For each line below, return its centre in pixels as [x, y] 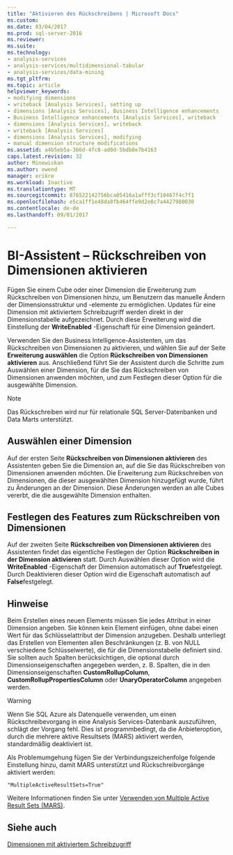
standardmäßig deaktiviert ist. [50, 744]
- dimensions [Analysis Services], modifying [74, 137]
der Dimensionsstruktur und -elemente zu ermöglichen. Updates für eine [112, 304]
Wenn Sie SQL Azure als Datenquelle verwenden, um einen [92, 714]
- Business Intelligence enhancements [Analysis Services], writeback [112, 117]
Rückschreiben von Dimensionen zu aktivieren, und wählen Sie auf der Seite [116, 348]
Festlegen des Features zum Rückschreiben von [114, 517]
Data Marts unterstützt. [40, 419]
